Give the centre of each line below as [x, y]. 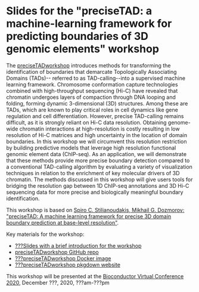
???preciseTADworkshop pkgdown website [68, 265]
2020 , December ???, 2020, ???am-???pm [58, 282]
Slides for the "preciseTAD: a [79, 11]
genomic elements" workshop [83, 49]
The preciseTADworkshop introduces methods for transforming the [88, 65]
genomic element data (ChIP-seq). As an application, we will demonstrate [96, 154]
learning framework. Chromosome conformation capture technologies [92, 84]
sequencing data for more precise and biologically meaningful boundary [95, 192]
